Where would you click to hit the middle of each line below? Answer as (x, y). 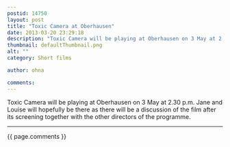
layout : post (26, 20)
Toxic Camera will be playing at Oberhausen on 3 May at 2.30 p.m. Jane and (115, 102)
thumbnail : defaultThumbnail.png (55, 45)
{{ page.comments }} (37, 136)
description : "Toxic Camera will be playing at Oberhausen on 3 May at (111, 39)
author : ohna (26, 70)
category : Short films (39, 58)
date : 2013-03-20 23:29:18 (46, 32)
